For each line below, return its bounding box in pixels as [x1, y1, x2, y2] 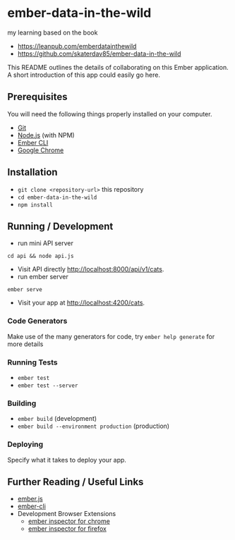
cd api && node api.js [7, 252, 74, 260]
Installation [7, 166, 58, 178]
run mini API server [17, 239, 74, 247]
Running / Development [7, 220, 114, 232]
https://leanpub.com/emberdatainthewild [17, 42, 137, 50]
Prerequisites [7, 91, 68, 103]
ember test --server [17, 382, 78, 389]
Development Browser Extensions [17, 510, 116, 518]
